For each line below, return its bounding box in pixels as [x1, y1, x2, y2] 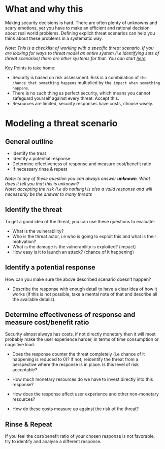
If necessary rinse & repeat [12, 166, 67, 172]
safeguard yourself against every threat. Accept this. [12, 95, 119, 101]
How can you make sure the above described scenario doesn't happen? [5, 276, 151, 282]
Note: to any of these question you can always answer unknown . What [5, 176, 150, 181]
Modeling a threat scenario [5, 118, 118, 129]
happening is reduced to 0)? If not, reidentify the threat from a [12, 357, 138, 362]
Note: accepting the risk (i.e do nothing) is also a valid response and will [5, 186, 153, 192]
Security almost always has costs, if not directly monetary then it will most [5, 331, 156, 337]
